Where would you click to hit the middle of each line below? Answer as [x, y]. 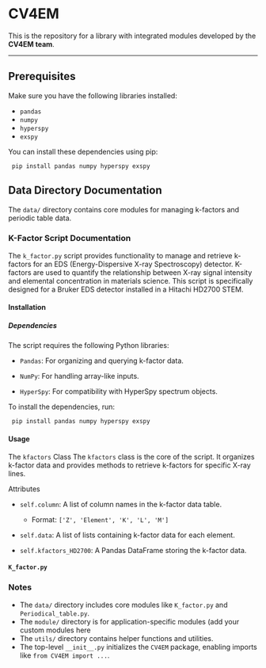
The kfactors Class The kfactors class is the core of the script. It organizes [131, 456]
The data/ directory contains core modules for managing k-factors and [124, 209]
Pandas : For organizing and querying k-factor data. [102, 361]
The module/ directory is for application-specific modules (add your [129, 621]
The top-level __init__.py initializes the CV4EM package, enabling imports [138, 647]
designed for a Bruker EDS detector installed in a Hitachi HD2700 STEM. [126, 289]
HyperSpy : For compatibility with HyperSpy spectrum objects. [118, 391]
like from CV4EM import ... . [65, 655]
